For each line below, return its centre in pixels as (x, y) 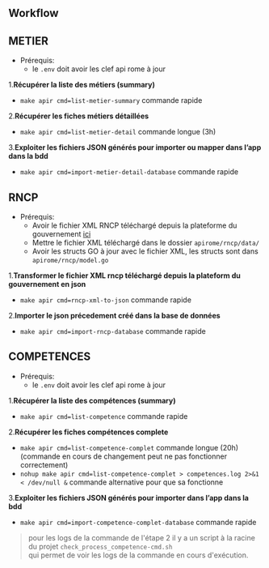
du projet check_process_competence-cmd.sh (100, 546)
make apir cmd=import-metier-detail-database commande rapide (129, 172)
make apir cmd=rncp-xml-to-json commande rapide (106, 300)
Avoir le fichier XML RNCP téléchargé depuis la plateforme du (134, 225)
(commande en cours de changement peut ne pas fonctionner (124, 456)
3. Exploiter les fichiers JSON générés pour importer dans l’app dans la (128, 498)
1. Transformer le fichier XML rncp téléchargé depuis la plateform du (124, 275)
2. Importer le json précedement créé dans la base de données (114, 316)
